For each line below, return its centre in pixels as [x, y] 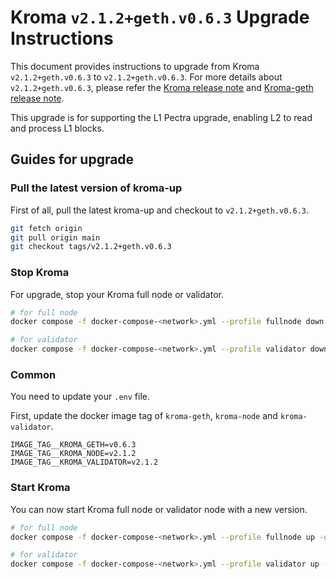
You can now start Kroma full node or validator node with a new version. [159, 509]
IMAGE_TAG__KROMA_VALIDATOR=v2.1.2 [84, 462]
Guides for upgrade [72, 159]
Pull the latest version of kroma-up [96, 188]
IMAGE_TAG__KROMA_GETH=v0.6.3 [73, 445]
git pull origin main [55, 237]
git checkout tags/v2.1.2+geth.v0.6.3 [91, 247]
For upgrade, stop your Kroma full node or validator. [117, 294]
